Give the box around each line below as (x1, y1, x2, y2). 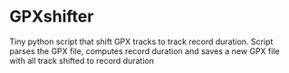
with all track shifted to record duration (9, 55, 154, 66)
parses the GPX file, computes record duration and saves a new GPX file (9, 45, 280, 56)
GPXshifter (9, 6, 94, 27)
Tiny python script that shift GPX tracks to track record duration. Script (9, 36, 274, 47)
